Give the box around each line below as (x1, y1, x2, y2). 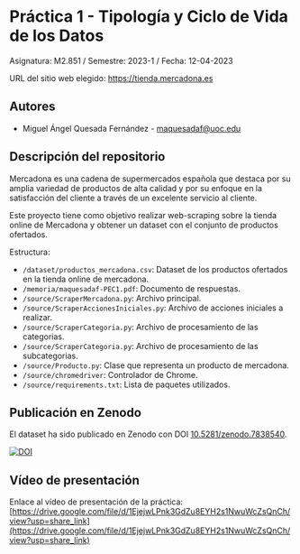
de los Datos (9, 25, 105, 46)
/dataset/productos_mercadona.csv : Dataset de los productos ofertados (22, 263, 288, 274)
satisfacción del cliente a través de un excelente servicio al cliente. (9, 192, 258, 203)
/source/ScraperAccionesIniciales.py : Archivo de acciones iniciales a (22, 302, 284, 313)
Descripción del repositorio (9, 149, 166, 164)
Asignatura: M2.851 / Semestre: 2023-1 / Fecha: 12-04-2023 (9, 55, 233, 66)
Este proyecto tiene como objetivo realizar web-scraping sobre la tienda (9, 209, 277, 220)
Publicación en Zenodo (9, 404, 142, 420)
